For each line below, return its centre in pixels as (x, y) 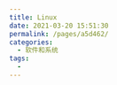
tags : (19, 58)
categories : (31, 42)
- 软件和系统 (38, 50)
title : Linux (33, 17)
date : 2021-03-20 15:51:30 (59, 26)
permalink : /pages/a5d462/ (59, 34)
